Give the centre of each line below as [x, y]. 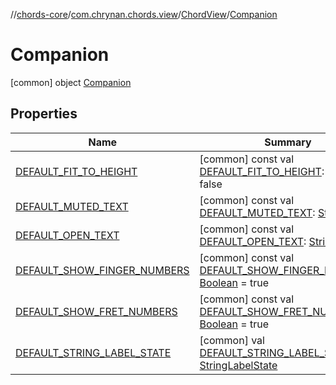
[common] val [232, 340]
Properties [44, 114]
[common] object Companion [71, 82]
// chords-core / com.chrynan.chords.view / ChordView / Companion [144, 14]
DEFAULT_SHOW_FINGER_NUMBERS [102, 270]
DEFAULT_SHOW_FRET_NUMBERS [96, 311]
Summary [288, 142]
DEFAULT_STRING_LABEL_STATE [93, 352]
